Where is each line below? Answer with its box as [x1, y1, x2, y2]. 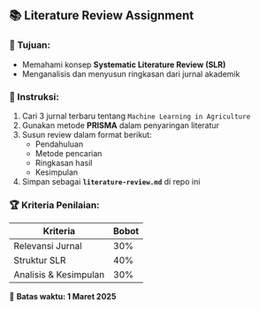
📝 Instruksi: [9, 90, 59, 102]
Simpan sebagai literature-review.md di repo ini [21, 176, 201, 186]
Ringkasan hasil [34, 157, 93, 168]
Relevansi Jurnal [13, 240, 82, 253]
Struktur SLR [13, 254, 66, 267]
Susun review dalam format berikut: [21, 129, 152, 140]
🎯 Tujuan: [9, 39, 51, 51]
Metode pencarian [34, 147, 103, 158]
